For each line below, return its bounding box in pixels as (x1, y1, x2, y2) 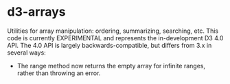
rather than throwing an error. (16, 69, 101, 77)
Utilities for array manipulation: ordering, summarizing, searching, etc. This (7, 27, 218, 35)
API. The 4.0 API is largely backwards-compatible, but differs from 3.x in (7, 41, 212, 49)
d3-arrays (7, 4, 67, 20)
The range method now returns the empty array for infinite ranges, (16, 61, 206, 70)
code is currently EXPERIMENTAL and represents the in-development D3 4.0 (7, 33, 224, 42)
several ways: (7, 48, 46, 57)
